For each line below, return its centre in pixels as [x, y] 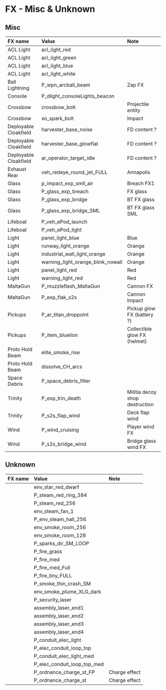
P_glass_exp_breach [65, 191]
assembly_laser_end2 [59, 616]
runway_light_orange [65, 246]
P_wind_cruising [60, 430]
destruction [141, 404]
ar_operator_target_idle [68, 158]
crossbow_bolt [58, 107]
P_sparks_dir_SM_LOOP [62, 543]
